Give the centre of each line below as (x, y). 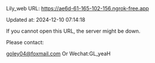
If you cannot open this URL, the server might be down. (73, 31)
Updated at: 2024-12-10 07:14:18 (46, 20)
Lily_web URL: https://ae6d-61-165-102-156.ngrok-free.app (77, 8)
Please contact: (25, 42)
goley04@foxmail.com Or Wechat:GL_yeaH (58, 54)
